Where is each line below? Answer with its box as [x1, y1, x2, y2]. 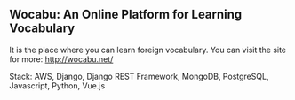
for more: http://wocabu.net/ [9, 53, 114, 65]
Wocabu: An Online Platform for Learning [9, 7, 243, 22]
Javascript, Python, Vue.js [9, 80, 106, 91]
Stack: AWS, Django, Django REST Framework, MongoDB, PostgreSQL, [9, 71, 269, 81]
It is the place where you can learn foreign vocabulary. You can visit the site [9, 44, 287, 55]
